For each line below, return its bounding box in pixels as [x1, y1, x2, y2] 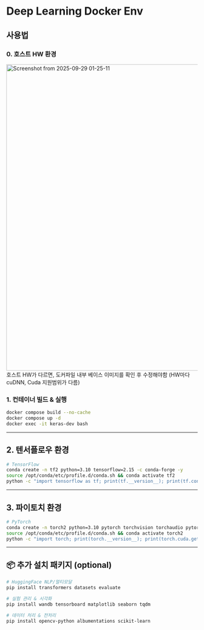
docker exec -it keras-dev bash [6, 421, 88, 427]
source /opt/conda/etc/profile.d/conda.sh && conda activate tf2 [6, 472, 175, 479]
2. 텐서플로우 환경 [6, 445, 69, 455]
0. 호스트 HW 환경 [6, 50, 56, 58]
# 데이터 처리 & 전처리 [6, 612, 56, 618]
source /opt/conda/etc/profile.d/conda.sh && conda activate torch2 [6, 530, 183, 536]
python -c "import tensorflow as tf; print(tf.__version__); [6, 479, 165, 485]
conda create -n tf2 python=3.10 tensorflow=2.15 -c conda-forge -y [6, 467, 183, 473]
